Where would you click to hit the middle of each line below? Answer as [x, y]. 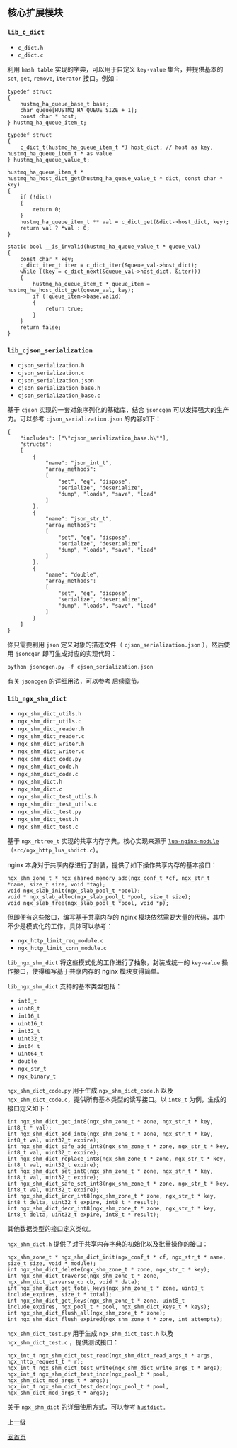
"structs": [36, 444]
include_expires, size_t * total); [60, 1295]
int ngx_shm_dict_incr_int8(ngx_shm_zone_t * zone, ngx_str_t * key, [112, 1196]
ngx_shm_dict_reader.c [51, 737]
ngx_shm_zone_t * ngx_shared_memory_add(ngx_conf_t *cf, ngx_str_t [109, 879]
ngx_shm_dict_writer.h [51, 744]
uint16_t [30, 1024]
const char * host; [49, 116]
